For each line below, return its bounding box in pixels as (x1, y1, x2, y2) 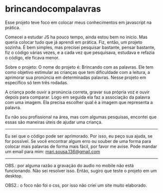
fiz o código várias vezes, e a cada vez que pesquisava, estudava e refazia (5, 50, 155, 55)
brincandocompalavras (5, 3, 101, 15)
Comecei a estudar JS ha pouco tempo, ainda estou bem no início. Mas (5, 34, 148, 40)
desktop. (5, 173, 23, 178)
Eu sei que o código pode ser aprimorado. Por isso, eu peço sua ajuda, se (5, 133, 153, 139)
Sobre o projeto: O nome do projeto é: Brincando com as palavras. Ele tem (5, 64, 154, 70)
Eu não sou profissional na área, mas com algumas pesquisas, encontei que (5, 114, 157, 120)
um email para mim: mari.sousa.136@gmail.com (5, 148, 100, 154)
